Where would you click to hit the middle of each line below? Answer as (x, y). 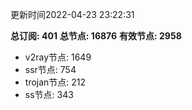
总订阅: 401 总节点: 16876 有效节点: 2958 (96, 36)
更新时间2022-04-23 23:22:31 (72, 14)
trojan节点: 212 (55, 82)
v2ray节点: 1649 (58, 57)
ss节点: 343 (49, 94)
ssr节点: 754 (50, 69)
